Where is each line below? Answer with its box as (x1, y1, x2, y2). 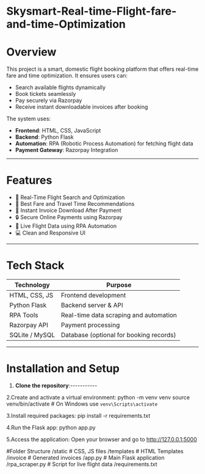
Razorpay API (9, 321, 49, 329)
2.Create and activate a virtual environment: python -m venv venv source (6, 393, 190, 401)
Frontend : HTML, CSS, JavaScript (15, 127, 101, 134)
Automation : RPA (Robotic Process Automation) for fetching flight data (15, 140, 193, 147)
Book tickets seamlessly (15, 90, 76, 98)
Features (6, 173, 52, 188)
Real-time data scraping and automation (60, 311, 177, 319)
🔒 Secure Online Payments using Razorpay (15, 214, 123, 221)
